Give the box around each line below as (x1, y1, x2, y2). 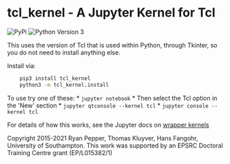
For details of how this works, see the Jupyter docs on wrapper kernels (7, 121, 210, 129)
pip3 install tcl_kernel (19, 74, 91, 82)
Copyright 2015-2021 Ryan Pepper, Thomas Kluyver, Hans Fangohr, (7, 134, 198, 142)
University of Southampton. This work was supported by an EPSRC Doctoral (7, 141, 224, 150)
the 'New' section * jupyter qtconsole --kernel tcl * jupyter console (7, 101, 209, 110)
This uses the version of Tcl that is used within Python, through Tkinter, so (7, 41, 218, 49)
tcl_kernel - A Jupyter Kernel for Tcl (7, 5, 216, 21)
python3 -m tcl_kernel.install (19, 81, 109, 88)
